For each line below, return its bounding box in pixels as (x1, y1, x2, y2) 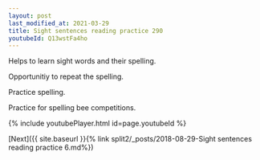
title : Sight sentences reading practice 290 (8, 27, 163, 35)
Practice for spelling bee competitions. (8, 103, 136, 113)
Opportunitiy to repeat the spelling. (8, 72, 124, 81)
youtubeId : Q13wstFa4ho (8, 34, 88, 43)
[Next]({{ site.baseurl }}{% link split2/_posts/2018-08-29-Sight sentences (8, 134, 253, 144)
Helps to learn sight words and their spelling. (8, 56, 156, 66)
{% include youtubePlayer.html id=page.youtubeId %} (8, 118, 187, 129)
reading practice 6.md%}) (8, 142, 94, 153)
